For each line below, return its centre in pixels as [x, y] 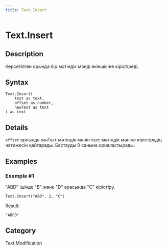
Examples [21, 161]
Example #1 [20, 176]
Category [21, 231]
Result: [13, 206]
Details [17, 127]
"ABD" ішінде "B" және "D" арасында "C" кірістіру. [60, 187]
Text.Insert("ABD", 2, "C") [35, 196]
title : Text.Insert [26, 10]
